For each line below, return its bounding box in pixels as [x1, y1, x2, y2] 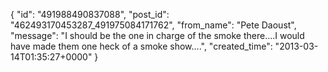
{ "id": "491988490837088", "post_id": [10, 9, 170, 20]
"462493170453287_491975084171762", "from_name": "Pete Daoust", [10, 19, 297, 31]
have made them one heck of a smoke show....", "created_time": [10, 40, 273, 52]
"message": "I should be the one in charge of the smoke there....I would [10, 30, 305, 41]
